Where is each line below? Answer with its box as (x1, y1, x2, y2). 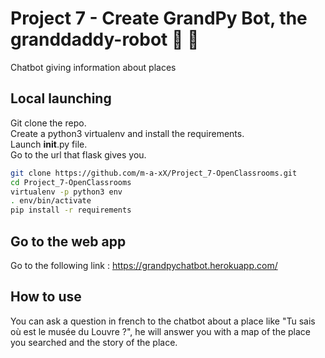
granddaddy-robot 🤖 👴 (10, 28, 200, 51)
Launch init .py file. (10, 138, 88, 150)
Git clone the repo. (10, 117, 87, 129)
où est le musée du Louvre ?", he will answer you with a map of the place (10, 325, 312, 337)
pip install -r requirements (10, 205, 132, 216)
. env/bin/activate (10, 196, 92, 206)
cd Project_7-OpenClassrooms (10, 177, 132, 187)
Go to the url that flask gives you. (10, 148, 147, 161)
